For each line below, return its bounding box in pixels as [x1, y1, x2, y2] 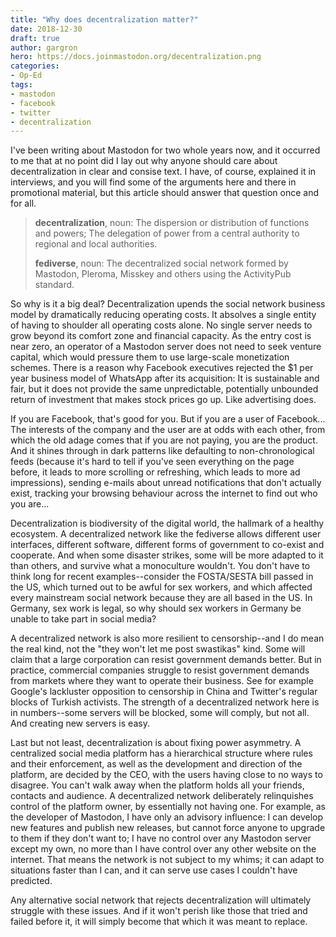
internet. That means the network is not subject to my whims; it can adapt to [10, 854, 325, 866]
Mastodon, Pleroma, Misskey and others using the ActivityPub [34, 268, 292, 280]
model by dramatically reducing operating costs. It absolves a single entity [10, 309, 317, 321]
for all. [10, 197, 37, 210]
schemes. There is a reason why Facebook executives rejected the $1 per [10, 362, 314, 374]
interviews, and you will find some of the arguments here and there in [10, 176, 297, 188]
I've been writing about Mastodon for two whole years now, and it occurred [10, 144, 321, 156]
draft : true [10, 33, 60, 43]
